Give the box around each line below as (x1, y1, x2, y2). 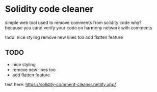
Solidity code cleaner (5, 3, 94, 15)
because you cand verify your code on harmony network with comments (5, 24, 153, 30)
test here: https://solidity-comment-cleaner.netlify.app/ (5, 81, 116, 87)
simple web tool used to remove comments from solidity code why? (5, 20, 142, 25)
